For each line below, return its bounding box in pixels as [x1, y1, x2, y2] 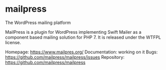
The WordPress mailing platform [5, 20, 71, 25]
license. [5, 39, 21, 45]
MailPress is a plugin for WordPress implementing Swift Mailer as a [5, 29, 142, 35]
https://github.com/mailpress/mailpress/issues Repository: [5, 54, 125, 60]
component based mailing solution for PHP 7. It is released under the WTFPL [5, 34, 161, 40]
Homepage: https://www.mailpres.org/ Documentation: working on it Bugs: [5, 49, 158, 55]
